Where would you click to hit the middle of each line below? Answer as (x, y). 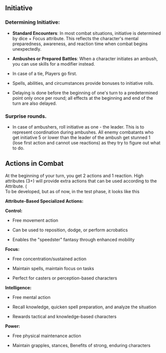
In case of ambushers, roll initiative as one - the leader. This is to (78, 127)
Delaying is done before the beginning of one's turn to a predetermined (85, 93)
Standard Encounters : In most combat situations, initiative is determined (86, 33)
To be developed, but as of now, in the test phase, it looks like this (72, 191)
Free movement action (35, 220)
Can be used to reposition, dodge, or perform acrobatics (70, 230)
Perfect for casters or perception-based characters (65, 278)
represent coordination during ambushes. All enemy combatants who (83, 132)
